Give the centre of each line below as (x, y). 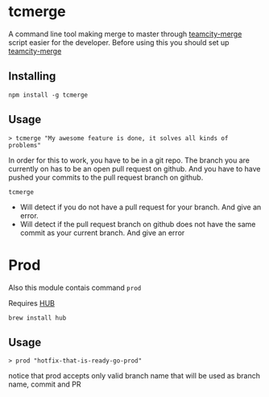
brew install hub (37, 318)
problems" (25, 145)
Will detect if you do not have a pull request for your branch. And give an (141, 207)
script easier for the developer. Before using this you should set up (119, 42)
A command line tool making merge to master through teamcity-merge (125, 34)
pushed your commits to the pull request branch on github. (106, 177)
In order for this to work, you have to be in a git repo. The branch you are (129, 160)
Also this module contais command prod (75, 287)
